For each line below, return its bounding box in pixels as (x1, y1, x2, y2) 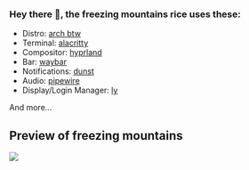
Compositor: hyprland (21, 47, 102, 58)
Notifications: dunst (21, 66, 95, 77)
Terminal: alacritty (21, 37, 89, 48)
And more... (9, 102, 52, 113)
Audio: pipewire (21, 76, 80, 86)
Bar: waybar (21, 57, 67, 68)
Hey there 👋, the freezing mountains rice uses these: (9, 8, 242, 20)
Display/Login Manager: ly (21, 85, 118, 96)
